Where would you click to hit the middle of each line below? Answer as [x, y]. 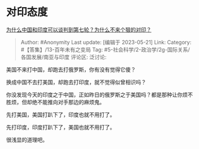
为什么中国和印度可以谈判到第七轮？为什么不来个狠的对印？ [79, 30]
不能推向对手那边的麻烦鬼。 [71, 102]
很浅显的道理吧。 [27, 140]
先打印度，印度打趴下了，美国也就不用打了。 [61, 127]
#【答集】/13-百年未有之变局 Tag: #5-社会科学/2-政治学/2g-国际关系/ [105, 49]
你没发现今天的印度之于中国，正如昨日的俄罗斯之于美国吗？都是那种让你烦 [97, 95]
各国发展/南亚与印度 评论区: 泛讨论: [63, 57]
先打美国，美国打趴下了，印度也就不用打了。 [61, 114]
